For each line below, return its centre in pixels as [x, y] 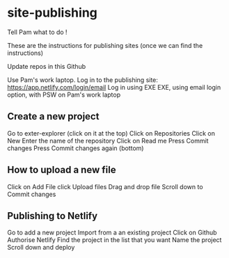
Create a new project [53, 116]
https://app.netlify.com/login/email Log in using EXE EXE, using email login [114, 87]
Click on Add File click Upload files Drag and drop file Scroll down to [105, 186]
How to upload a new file [62, 170]
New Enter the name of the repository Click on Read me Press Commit [108, 140]
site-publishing [52, 13]
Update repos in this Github [47, 66]
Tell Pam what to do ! [37, 32]
